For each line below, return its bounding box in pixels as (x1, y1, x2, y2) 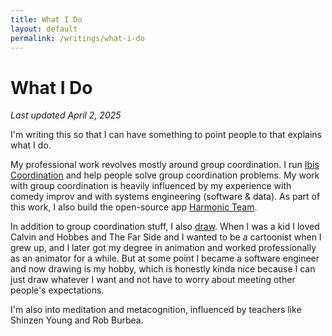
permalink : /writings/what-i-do (10, 33, 145, 43)
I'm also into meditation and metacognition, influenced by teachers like (10, 304, 302, 316)
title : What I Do (10, 14, 83, 25)
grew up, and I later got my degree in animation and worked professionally (10, 242, 317, 254)
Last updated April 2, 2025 (10, 109, 122, 121)
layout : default (10, 24, 78, 34)
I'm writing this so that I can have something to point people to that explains (10, 129, 322, 141)
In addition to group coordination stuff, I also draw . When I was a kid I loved (10, 221, 320, 233)
